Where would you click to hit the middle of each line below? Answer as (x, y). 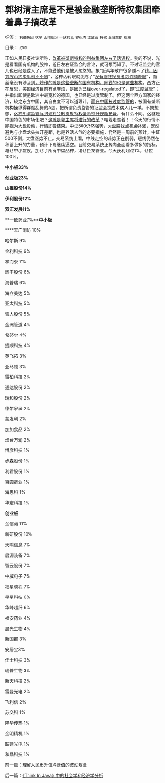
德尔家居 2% (18, 408)
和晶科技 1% (17, 754)
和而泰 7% (15, 261)
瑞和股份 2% (18, 398)
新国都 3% (16, 639)
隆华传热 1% (17, 723)
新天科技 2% (18, 681)
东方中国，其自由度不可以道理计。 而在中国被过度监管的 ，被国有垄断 (91, 101)
